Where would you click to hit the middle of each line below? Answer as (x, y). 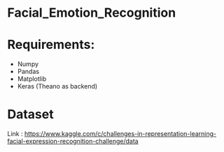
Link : (15, 134)
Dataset (30, 115)
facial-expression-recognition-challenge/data (73, 142)
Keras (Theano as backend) (57, 86)
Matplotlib (32, 79)
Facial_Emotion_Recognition (92, 13)
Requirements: (51, 45)
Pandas (28, 72)
